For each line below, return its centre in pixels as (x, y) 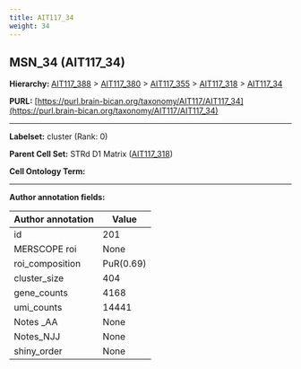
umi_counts (38, 308)
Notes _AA (36, 322)
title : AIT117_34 (42, 18)
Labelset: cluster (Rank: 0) (59, 136)
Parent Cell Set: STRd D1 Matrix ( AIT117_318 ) (91, 154)
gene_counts (41, 293)
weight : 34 (30, 26)
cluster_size (39, 278)
